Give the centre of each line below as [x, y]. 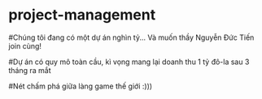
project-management [82, 15]
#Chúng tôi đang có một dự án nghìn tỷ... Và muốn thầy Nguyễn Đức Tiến [131, 37]
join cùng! [25, 45]
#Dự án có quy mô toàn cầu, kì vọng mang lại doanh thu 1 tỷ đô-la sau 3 [129, 62]
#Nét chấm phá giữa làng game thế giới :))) [81, 86]
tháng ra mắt [30, 70]
